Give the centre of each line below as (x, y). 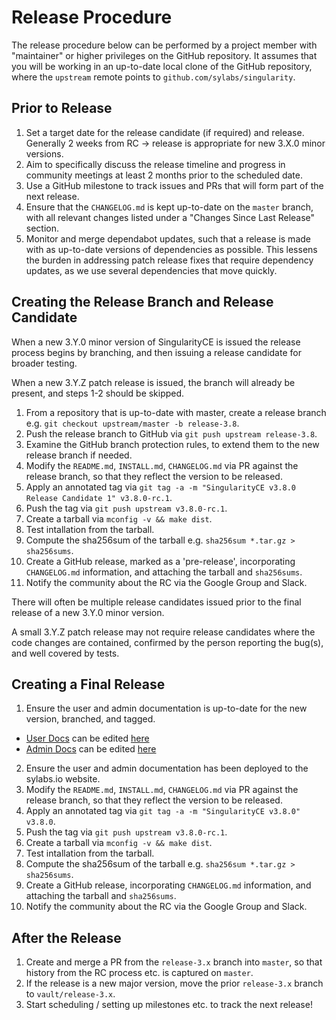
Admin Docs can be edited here (91, 749)
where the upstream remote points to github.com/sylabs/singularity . (153, 77)
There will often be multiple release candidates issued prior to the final (156, 602)
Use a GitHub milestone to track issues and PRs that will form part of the (174, 185)
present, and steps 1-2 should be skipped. (98, 393)
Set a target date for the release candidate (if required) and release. (165, 132)
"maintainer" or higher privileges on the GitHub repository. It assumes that (164, 55)
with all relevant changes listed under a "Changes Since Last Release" (170, 217)
